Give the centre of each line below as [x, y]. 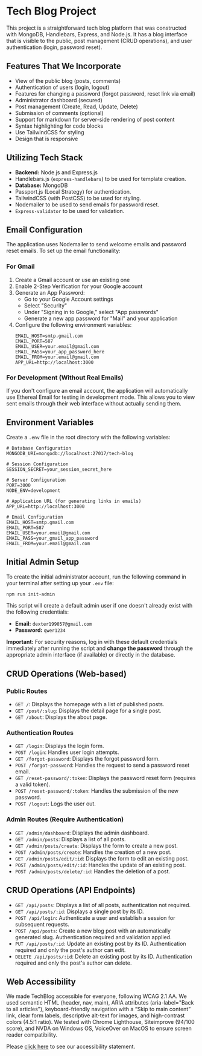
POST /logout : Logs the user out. [55, 804]
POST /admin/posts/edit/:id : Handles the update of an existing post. [100, 865]
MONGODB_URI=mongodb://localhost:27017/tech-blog [70, 453]
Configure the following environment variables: [73, 324]
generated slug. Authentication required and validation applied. [93, 937]
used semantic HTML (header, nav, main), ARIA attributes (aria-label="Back [100, 1003]
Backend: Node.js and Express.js [56, 172]
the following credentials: [38, 612]
